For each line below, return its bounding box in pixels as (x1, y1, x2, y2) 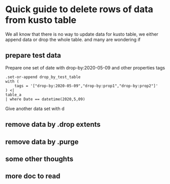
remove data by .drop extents (5, 120, 101, 129)
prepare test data (5, 51, 61, 60)
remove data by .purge (5, 137, 79, 146)
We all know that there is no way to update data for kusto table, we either (5, 31, 159, 37)
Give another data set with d (5, 105, 65, 112)
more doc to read (5, 172, 61, 180)
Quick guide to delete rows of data (5, 4, 154, 15)
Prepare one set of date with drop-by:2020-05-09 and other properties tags (5, 64, 165, 70)
